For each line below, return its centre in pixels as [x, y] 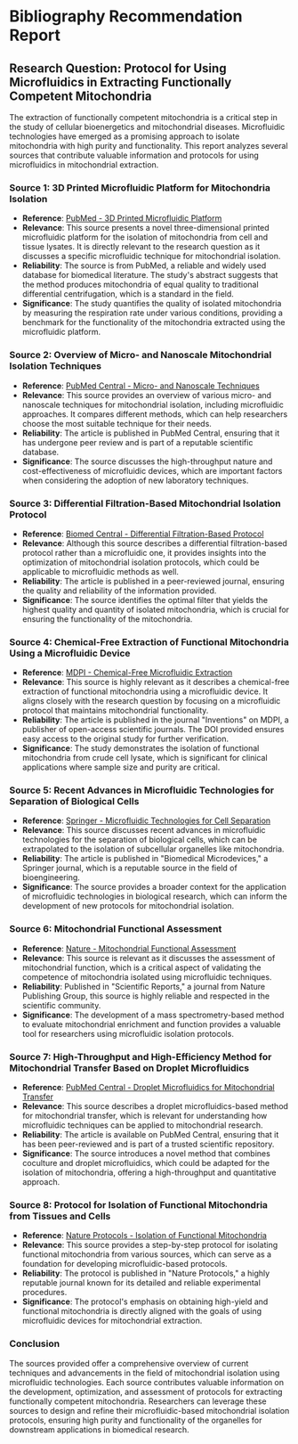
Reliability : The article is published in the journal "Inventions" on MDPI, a [155, 720]
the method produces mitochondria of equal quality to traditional [141, 285]
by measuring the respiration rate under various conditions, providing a [152, 313]
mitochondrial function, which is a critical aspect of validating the [141, 967]
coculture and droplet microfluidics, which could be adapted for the [145, 1163]
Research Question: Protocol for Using [118, 68]
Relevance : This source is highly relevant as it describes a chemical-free [156, 682]
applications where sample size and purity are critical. [121, 767]
